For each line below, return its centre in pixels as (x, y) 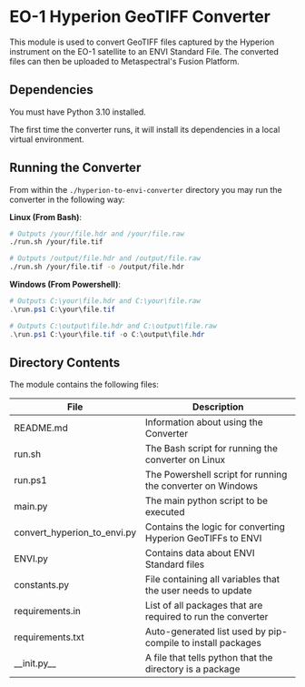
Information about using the (204, 422)
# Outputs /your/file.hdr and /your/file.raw (97, 234)
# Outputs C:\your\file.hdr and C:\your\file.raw (105, 301)
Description (218, 407)
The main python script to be (207, 500)
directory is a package (192, 669)
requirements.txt (49, 637)
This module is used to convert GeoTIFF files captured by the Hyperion (142, 42)
